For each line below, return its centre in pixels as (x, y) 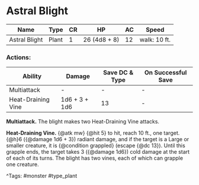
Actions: (19, 57)
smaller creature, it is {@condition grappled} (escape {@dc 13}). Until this (96, 145)
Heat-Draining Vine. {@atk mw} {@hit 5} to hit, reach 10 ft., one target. (93, 133)
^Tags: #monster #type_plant (42, 176)
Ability (32, 76)
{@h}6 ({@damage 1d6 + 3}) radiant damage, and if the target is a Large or (98, 139)
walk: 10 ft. (155, 40)
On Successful (166, 73)
